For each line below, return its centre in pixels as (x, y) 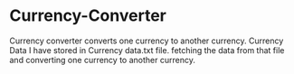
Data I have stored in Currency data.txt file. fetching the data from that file (147, 50)
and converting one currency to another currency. (103, 60)
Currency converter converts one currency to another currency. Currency (147, 41)
